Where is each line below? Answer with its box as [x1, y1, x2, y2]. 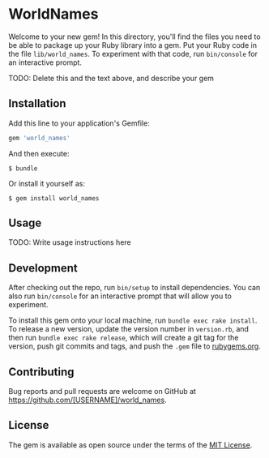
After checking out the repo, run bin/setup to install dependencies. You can [8, 283, 261, 293]
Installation [8, 96, 66, 110]
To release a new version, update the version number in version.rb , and [8, 324, 250, 334]
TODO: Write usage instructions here [8, 238, 131, 247]
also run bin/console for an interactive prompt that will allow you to [8, 291, 233, 301]
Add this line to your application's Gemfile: [8, 118, 150, 128]
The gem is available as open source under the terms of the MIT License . [8, 439, 253, 450]
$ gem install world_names [8, 194, 100, 203]
